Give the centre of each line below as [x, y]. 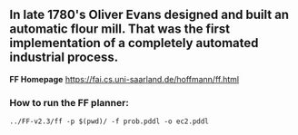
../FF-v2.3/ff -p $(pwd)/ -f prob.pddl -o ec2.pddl [109, 121]
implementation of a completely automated [134, 43]
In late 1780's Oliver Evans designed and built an [149, 15]
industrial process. [64, 58]
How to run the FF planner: [69, 102]
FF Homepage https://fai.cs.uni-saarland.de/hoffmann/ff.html [124, 79]
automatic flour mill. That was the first [119, 29]
